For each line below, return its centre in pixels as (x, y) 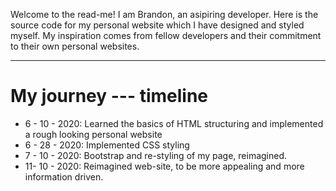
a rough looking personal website (93, 134)
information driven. (64, 176)
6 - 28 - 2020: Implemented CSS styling (107, 145)
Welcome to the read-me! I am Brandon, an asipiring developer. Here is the (164, 14)
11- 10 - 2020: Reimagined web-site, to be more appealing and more (164, 166)
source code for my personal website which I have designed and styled (157, 25)
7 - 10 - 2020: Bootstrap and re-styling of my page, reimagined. (156, 155)
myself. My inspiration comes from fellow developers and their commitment (166, 35)
